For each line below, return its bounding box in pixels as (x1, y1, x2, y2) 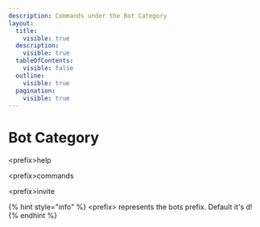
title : (15, 27, 38, 35)
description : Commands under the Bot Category (8, 11, 167, 20)
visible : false (23, 64, 74, 72)
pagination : (15, 86, 56, 95)
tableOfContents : (15, 57, 74, 65)
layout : (8, 19, 35, 27)
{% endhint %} (8, 211, 58, 221)
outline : (15, 72, 45, 80)
